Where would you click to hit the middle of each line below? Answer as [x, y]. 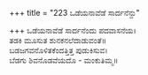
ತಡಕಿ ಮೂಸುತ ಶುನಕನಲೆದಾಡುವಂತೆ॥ [58, 40]
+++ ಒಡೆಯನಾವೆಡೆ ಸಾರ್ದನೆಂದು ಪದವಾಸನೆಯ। [73, 30]
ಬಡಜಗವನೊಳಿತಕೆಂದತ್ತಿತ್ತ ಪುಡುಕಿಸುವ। [58, 50]
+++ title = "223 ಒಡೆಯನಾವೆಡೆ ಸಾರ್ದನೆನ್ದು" [74, 13]
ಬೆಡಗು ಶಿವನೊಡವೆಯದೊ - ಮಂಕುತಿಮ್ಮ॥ [64, 60]
